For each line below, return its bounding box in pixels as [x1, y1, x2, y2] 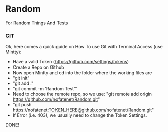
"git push [12, 102, 32, 108]
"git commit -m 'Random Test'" [12, 86, 77, 92]
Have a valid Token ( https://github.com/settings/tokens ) [12, 59, 129, 65]
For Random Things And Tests [5, 20, 68, 26]
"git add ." [12, 80, 34, 86]
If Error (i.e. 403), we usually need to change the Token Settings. [12, 112, 147, 118]
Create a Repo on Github [12, 64, 64, 71]
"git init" [12, 75, 30, 81]
